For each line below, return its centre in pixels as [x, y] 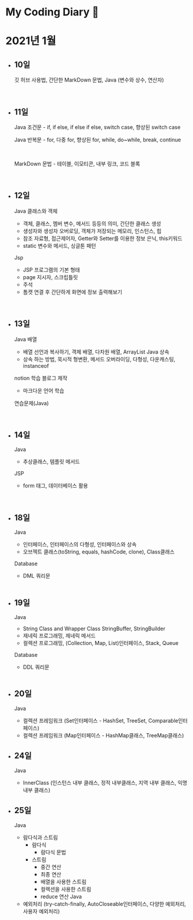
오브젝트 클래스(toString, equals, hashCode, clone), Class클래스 [99, 552]
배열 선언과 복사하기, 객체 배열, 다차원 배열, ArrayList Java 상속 [96, 352]
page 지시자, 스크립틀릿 [50, 277]
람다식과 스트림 [40, 837]
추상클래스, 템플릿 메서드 [51, 462]
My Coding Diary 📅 [52, 12]
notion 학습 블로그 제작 [41, 378]
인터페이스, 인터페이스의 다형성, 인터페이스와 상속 [80, 545]
